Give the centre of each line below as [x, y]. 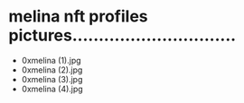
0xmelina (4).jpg [52, 89]
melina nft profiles [78, 17]
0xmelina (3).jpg [52, 79]
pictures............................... [122, 35]
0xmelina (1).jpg [52, 60]
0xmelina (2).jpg [52, 70]
